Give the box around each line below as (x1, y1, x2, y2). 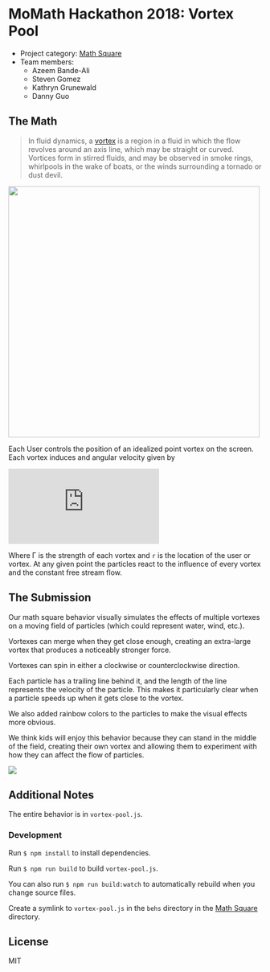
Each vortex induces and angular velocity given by (8, 452, 175, 462)
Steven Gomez (31, 74, 81, 84)
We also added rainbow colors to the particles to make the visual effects (8, 708, 247, 718)
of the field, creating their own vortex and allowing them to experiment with (8, 741, 257, 751)
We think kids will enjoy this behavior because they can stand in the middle (8, 732, 257, 742)
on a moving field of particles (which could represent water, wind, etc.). (8, 621, 245, 630)
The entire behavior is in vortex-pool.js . (8, 810, 143, 819)
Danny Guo (31, 91, 70, 100)
